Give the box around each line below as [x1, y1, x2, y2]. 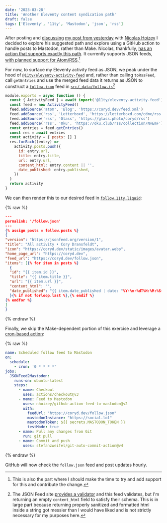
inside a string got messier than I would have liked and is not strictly [12, 507, 152, 513]
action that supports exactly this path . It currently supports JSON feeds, [5, 51, 153, 57]
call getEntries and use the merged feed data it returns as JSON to [5, 77, 143, 83]
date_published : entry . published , [18, 167, 90, 172]
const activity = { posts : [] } [9, 135, 77, 140]
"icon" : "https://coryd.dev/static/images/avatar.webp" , [5, 247, 126, 252]
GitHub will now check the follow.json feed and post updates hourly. [5, 462, 148, 468]
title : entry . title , [18, 153, 61, 158]
